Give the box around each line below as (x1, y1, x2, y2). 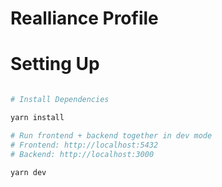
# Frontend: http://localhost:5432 (10, 140, 159, 150)
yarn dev (10, 167, 47, 177)
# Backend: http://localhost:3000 (10, 149, 155, 159)
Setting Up (10, 53, 100, 76)
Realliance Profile (10, 7, 159, 30)
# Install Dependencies (10, 95, 110, 105)
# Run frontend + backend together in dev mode (10, 130, 213, 141)
